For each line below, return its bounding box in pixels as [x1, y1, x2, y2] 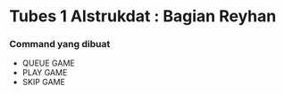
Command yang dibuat [9, 38, 111, 51]
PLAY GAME [21, 67, 68, 78]
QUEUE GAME [21, 58, 75, 68]
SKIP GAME [21, 77, 65, 88]
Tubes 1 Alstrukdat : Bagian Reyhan [9, 6, 277, 27]
